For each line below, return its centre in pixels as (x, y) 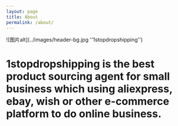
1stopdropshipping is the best (80, 64)
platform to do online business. (84, 113)
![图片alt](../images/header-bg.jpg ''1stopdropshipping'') (75, 40)
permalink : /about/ (30, 22)
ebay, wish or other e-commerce (88, 101)
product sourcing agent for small (88, 76)
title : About (22, 17)
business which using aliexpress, (89, 89)
